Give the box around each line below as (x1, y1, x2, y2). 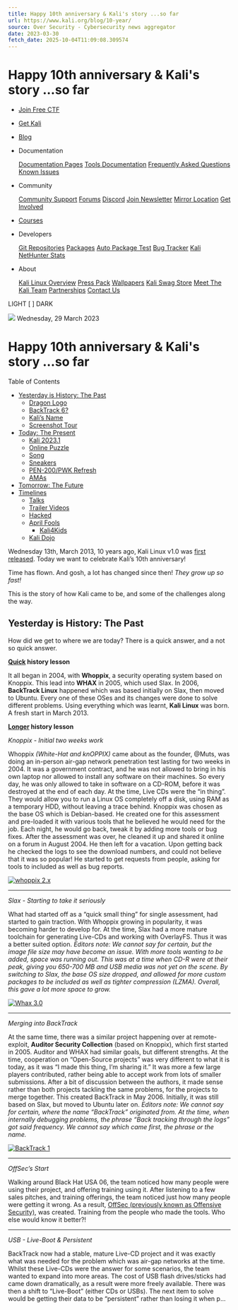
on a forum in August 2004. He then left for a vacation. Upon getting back (8, 840, 223, 848)
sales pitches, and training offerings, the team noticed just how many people (8, 1193, 231, 1201)
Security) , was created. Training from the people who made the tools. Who (8, 1208, 225, 1216)
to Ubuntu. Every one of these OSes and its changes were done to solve (8, 693, 218, 702)
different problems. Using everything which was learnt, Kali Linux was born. (8, 701, 230, 710)
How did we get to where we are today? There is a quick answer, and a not (8, 636, 225, 645)
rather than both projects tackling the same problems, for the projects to (8, 1085, 218, 1093)
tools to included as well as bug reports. (8, 862, 124, 871)
